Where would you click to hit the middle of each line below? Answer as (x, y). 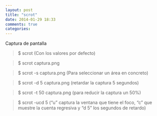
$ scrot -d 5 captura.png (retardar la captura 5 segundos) (78, 83)
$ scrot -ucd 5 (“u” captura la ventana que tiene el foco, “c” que (85, 103)
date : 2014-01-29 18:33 (31, 19)
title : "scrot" (21, 15)
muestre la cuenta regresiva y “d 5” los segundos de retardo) (82, 108)
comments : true (21, 24)
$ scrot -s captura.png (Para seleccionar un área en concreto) (83, 73)
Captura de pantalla (26, 43)
